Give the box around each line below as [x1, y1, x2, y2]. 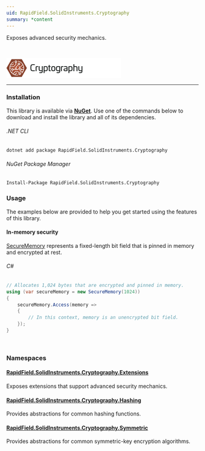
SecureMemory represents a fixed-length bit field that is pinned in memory [6, 242, 195, 249]
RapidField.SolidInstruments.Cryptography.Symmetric [6, 424, 148, 431]
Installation [6, 93, 41, 102]
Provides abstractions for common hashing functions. [6, 410, 142, 417]
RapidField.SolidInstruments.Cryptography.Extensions [6, 369, 149, 376]
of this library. [6, 214, 41, 222]
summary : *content [6, 16, 53, 23]
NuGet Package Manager [6, 160, 71, 168]
